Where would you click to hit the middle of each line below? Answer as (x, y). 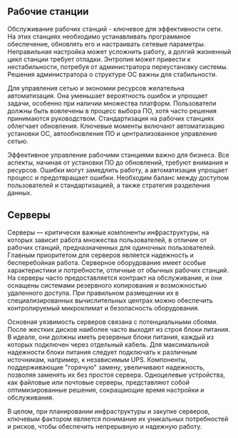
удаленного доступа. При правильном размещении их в (93, 293)
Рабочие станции (48, 12)
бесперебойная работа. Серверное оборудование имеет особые (107, 262)
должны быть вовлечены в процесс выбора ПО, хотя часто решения (112, 110)
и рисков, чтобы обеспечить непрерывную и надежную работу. (105, 426)
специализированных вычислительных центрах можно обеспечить (110, 300)
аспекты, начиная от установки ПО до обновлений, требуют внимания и (118, 162)
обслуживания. (31, 397)
